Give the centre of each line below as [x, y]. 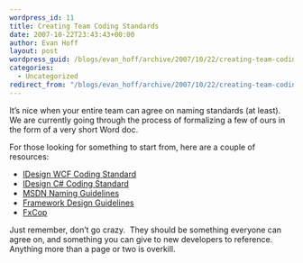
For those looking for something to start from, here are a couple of [132, 147]
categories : [32, 68]
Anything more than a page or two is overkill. [92, 249]
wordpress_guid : [40, 59]
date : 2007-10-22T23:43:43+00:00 [72, 34]
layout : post [34, 51]
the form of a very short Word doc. [74, 129]
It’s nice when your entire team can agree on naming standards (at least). [145, 110]
